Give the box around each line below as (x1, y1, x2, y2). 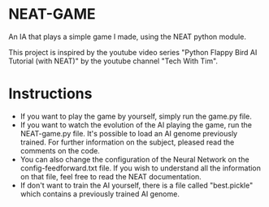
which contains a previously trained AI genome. (20, 188, 180, 199)
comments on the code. (20, 145, 100, 155)
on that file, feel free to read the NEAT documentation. (20, 171, 202, 181)
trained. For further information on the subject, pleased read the (20, 137, 235, 147)
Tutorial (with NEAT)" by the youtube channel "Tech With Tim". (8, 56, 218, 66)
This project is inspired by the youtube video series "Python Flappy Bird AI (8, 47, 258, 57)
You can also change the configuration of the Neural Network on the (20, 154, 249, 164)
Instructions (8, 84, 93, 103)
